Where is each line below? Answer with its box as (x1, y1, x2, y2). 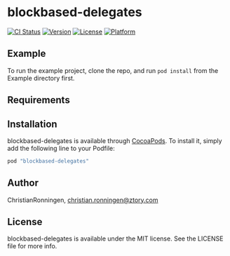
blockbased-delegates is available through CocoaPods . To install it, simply (7, 136, 222, 144)
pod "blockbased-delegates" (7, 157, 90, 165)
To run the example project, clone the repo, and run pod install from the (7, 66, 219, 74)
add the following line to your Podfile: (7, 144, 116, 152)
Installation (7, 118, 57, 130)
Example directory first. (7, 74, 75, 82)
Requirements (7, 94, 70, 106)
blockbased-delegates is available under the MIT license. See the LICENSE (7, 234, 224, 243)
